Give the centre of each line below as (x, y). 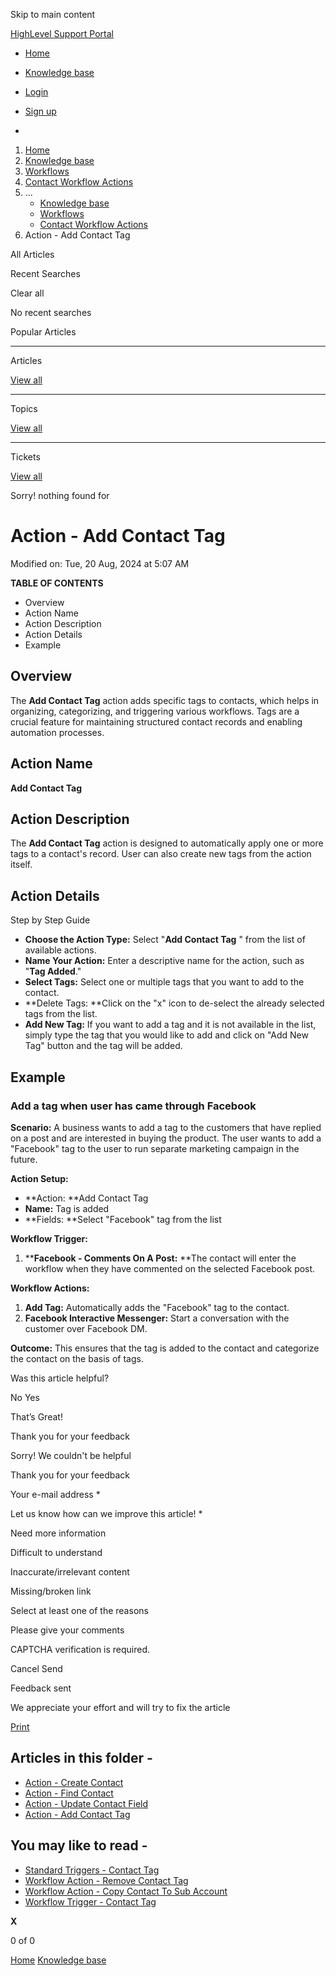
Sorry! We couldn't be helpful (71, 1455)
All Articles (32, 254)
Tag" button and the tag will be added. (103, 1046)
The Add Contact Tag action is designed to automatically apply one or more (167, 843)
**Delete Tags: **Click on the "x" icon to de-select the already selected (174, 1003)
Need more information (58, 1533)
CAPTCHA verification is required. (80, 1649)
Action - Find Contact (69, 1793)
